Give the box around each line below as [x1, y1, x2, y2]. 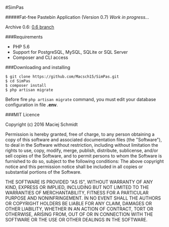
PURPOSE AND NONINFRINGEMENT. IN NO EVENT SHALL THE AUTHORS [5, 195, 161, 201]
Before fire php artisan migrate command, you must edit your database [5, 96, 156, 102]
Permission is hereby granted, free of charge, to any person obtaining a [5, 132, 155, 137]
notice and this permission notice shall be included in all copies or [5, 164, 143, 170]
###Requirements [5, 34, 43, 40]
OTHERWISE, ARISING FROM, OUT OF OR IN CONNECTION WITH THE [5, 211, 153, 217]
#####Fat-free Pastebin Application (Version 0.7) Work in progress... [5, 14, 150, 20]
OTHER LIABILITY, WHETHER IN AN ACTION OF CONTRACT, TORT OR [5, 206, 153, 212]
